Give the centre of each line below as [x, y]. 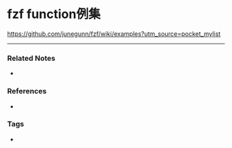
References [27, 91]
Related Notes [31, 58]
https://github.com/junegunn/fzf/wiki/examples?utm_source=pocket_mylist [114, 34]
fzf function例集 [54, 14]
